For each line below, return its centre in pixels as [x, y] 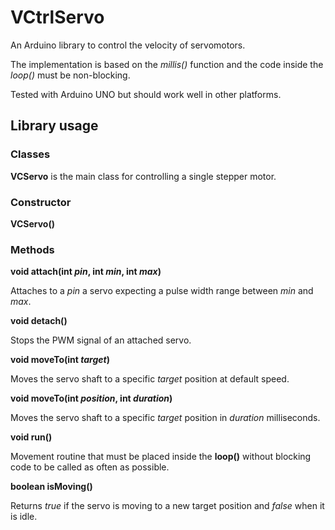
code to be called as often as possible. [90, 467]
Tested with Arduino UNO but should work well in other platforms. [146, 94]
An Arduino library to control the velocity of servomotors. [128, 45]
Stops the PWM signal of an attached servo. [101, 340]
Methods [32, 249]
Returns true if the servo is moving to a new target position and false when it [167, 506]
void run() [31, 437]
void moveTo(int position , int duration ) [91, 398]
